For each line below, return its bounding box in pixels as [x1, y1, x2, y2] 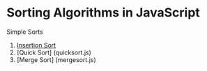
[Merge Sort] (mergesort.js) [16, 55, 97, 63]
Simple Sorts [6, 28, 43, 36]
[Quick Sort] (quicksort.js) [16, 48, 92, 57]
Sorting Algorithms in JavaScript [6, 5, 200, 21]
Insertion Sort [16, 41, 56, 49]
